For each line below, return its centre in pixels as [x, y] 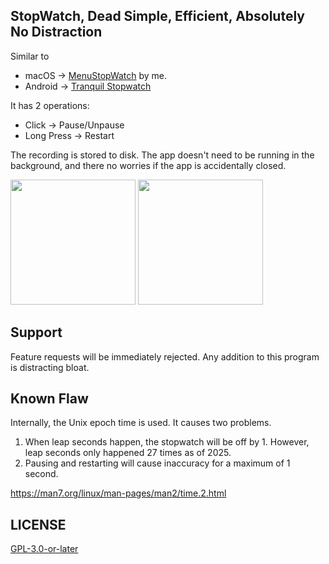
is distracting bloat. [50, 367]
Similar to [30, 56]
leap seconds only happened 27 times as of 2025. [128, 453]
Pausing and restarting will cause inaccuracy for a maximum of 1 [157, 463]
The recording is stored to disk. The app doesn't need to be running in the [162, 155]
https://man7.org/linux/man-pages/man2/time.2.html [118, 493]
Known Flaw [49, 399]
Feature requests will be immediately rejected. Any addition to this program [165, 356]
